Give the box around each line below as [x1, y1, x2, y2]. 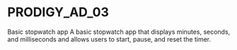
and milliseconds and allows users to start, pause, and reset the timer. [7, 35, 212, 43]
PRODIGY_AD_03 [7, 4, 110, 20]
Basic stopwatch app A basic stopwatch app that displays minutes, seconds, [7, 27, 231, 36]
